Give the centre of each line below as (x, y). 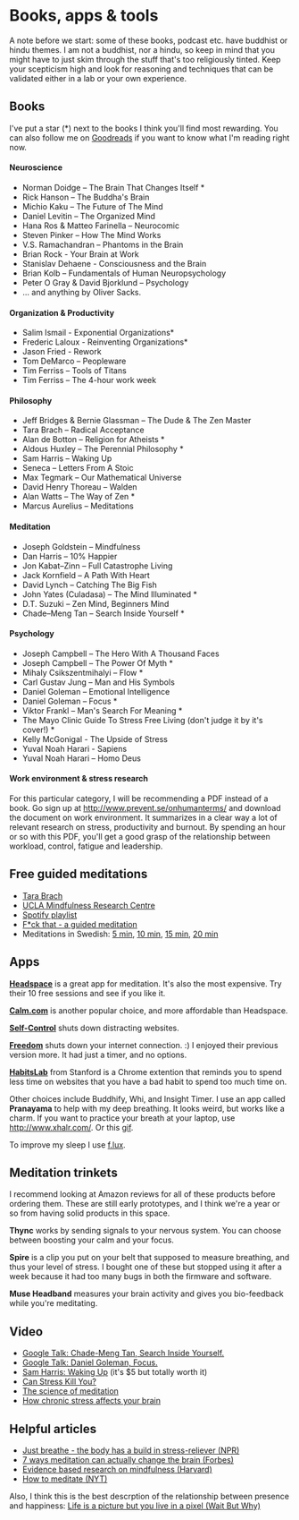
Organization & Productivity (62, 312)
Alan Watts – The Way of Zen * (79, 497)
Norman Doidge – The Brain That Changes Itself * (113, 187)
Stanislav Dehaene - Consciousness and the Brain (114, 263)
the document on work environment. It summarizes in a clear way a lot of (144, 817)
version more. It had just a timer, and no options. (98, 1055)
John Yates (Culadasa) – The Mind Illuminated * (110, 594)
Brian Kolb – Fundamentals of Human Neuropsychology (124, 273)
